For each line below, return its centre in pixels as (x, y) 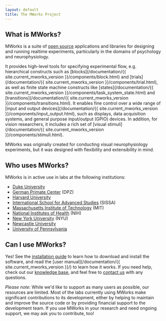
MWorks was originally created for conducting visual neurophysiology (77, 145)
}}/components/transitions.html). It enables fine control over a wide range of (83, 103)
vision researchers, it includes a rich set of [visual (56, 124)
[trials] (136, 77)
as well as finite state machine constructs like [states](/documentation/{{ (79, 88)
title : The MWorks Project (33, 14)
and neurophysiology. (27, 57)
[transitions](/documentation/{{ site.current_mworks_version (67, 98)
